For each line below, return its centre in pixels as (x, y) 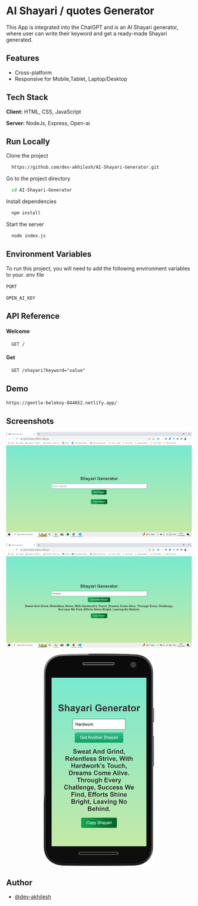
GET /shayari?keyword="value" (48, 371)
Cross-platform (33, 73)
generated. (19, 40)
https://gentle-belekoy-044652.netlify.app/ (62, 403)
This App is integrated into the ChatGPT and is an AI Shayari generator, (92, 27)
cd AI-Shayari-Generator (42, 190)
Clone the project (27, 156)
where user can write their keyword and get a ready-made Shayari (87, 33)
